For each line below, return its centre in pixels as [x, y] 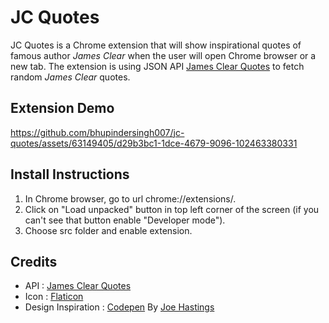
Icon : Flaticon [54, 297]
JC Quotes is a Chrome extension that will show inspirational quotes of [156, 45]
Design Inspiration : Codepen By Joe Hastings [119, 307]
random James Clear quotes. [70, 77]
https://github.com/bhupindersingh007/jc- [97, 132]
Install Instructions [70, 174]
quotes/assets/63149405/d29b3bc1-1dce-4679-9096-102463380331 [154, 143]
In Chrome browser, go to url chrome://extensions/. [130, 198]
